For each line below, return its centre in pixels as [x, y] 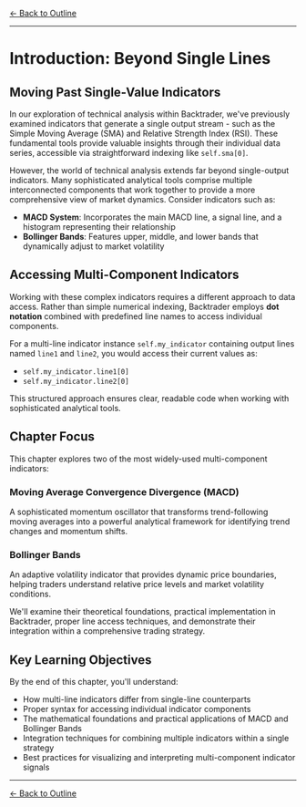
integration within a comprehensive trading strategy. [107, 631]
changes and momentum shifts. [69, 531]
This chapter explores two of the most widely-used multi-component [138, 459]
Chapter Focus [52, 437]
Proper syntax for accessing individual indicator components [137, 709]
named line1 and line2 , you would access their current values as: [133, 353]
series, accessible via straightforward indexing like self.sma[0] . [129, 153]
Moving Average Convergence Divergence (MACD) [124, 491]
